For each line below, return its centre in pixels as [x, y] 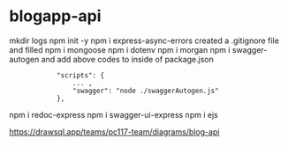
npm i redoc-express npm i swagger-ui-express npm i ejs [114, 114]
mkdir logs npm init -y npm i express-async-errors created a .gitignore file [144, 40]
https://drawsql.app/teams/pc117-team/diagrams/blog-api [114, 131]
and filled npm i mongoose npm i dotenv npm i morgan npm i [120, 49]
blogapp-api [55, 16]
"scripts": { [80, 75]
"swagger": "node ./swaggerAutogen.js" [145, 91]
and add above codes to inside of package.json [127, 59]
